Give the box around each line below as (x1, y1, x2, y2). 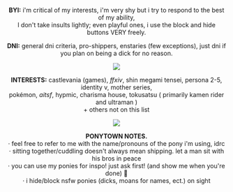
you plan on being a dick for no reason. (60, 49, 173, 57)
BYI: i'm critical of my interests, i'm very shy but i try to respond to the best (8, 6, 225, 14)
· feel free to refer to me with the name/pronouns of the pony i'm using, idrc (8, 140, 225, 147)
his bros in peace (91, 154, 142, 163)
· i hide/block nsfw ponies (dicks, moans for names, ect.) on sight (22, 177, 211, 184)
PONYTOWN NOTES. (85, 132, 148, 140)
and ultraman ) (96, 98, 137, 106)
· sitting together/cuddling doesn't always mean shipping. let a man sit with (8, 147, 225, 155)
